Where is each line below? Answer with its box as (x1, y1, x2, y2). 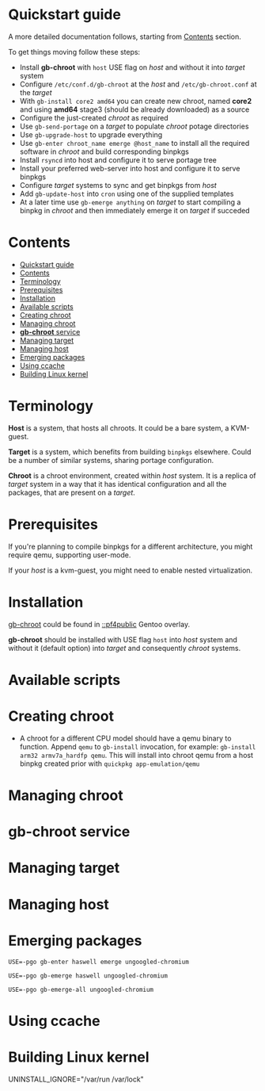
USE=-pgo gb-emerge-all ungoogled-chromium (8, 986, 154, 993)
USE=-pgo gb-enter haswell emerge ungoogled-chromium (8, 958, 190, 966)
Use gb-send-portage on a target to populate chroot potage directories (19, 121, 249, 131)
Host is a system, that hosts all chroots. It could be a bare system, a (8, 423, 229, 433)
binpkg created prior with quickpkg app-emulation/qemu (19, 759, 200, 768)
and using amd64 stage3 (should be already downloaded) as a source (19, 105, 250, 114)
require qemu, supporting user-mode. (8, 549, 131, 560)
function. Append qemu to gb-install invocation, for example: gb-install (19, 741, 256, 751)
